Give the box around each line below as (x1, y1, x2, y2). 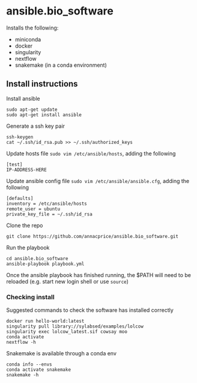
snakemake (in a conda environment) (14, 61, 107, 69)
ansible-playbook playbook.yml (6, 261, 85, 267)
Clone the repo (6, 222, 43, 229)
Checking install (6, 293, 55, 301)
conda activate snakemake (6, 367, 71, 373)
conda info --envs (6, 361, 52, 368)
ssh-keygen (6, 134, 34, 140)
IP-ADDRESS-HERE (6, 167, 47, 173)
